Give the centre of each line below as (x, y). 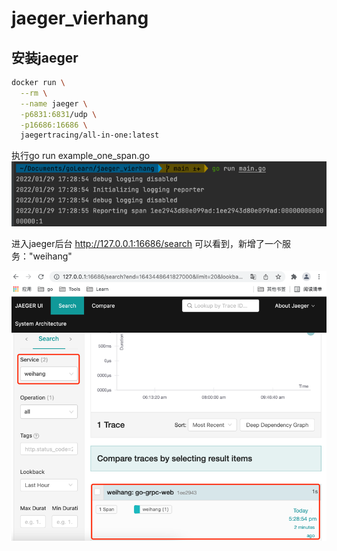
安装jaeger (45, 57)
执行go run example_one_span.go (81, 156)
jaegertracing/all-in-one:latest (90, 135)
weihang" (52, 256)
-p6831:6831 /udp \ (59, 114)
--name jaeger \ (54, 103)
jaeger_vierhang (80, 18)
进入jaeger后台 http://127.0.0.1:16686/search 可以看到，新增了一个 (147, 244)
